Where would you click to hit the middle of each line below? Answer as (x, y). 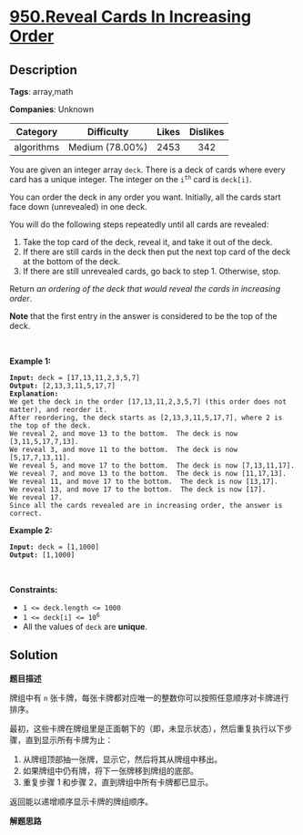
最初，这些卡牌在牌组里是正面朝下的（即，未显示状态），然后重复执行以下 (147, 728)
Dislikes (207, 132)
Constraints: (34, 589)
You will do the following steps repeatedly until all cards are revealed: (139, 224)
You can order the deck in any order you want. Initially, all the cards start (145, 197)
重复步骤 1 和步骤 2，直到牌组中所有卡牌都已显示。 (118, 782)
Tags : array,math (41, 92)
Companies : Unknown (51, 109)
